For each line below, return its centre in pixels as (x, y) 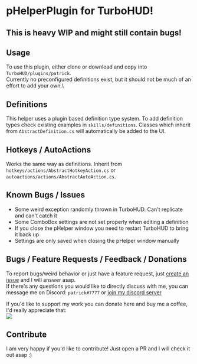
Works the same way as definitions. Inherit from (64, 164)
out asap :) (19, 355)
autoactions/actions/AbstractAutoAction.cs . (61, 177)
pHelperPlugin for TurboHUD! (80, 11)
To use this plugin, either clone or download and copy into (77, 67)
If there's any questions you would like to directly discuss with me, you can (97, 286)
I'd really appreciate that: (36, 310)
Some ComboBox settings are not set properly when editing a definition (101, 222)
